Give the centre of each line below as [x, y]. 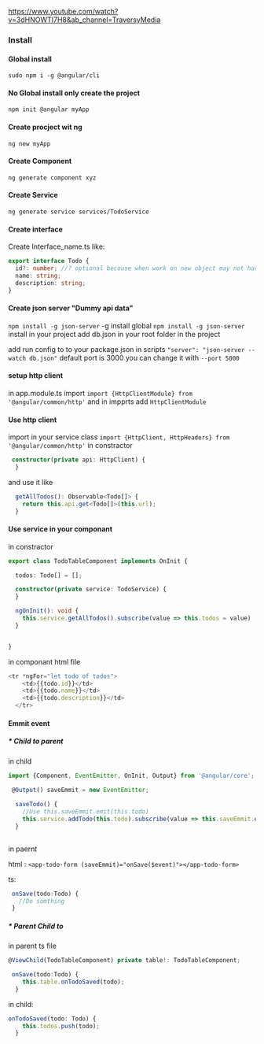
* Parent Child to [36, 926]
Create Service [33, 195]
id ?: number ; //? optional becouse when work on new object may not [130, 268]
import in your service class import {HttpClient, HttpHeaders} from [119, 437]
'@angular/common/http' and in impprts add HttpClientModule [107, 402]
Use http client [33, 420]
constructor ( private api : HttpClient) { [79, 460]
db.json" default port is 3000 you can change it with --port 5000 [134, 357]
